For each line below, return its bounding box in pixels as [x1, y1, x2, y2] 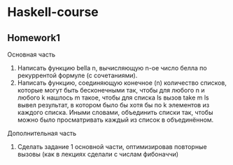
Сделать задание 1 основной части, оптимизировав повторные [17, 143, 208, 150]
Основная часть [7, 50, 56, 58]
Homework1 [7, 32, 61, 44]
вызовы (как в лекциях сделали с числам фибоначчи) [17, 150, 179, 158]
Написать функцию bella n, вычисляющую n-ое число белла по [17, 64, 208, 72]
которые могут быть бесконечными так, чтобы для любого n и [17, 86, 205, 94]
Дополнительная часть [7, 129, 77, 137]
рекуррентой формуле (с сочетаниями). [17, 71, 138, 79]
